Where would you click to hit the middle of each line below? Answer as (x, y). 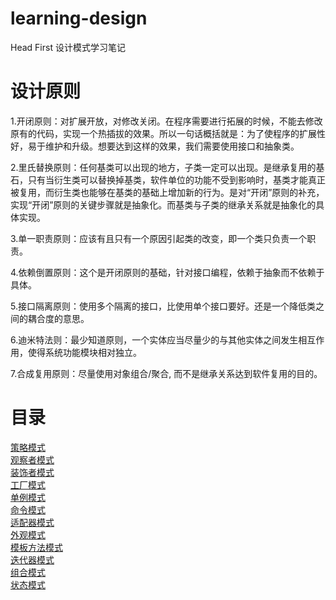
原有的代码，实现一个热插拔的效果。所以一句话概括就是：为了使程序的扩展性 (168, 133)
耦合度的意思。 (58, 318)
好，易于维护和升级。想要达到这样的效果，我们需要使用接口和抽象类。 (155, 146)
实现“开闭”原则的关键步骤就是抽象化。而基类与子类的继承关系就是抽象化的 (163, 204)
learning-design (79, 18)
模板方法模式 (36, 547)
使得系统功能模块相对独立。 (84, 352)
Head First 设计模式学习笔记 (68, 47)
